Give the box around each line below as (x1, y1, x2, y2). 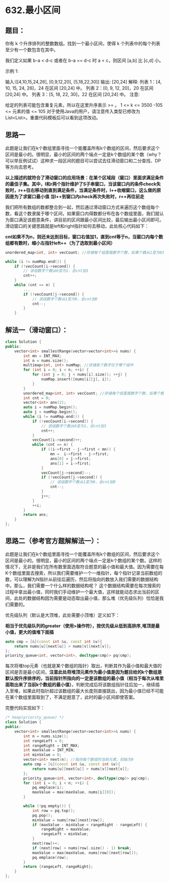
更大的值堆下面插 (18, 629, 54, 635)
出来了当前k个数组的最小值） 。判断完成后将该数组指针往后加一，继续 (14, 682, 156, 688)
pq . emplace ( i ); (32, 785, 64, 790)
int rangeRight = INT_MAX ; (23, 743, 80, 748)
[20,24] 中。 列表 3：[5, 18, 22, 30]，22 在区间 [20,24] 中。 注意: (5, 92, 140, 97)
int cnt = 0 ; (23, 395, 51, 400)
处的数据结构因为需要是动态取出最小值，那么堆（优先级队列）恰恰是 (18, 595, 159, 601)
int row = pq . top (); (32, 808, 75, 813)
